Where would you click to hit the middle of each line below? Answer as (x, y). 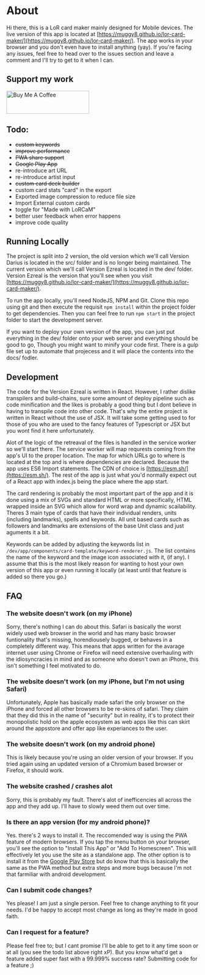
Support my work (40, 79)
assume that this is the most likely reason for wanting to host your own (95, 564)
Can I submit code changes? (49, 890)
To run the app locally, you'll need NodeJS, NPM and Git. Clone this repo (98, 301)
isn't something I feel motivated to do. (54, 665)
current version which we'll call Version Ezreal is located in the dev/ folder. (100, 269)
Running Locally (38, 241)
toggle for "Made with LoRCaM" (55, 209)
